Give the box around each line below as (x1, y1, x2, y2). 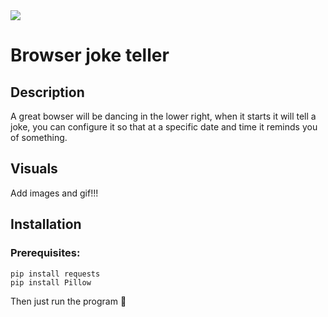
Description (10, 84, 85, 101)
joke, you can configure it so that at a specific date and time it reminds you (10, 121, 318, 133)
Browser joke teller (10, 44, 170, 67)
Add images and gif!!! (10, 187, 99, 199)
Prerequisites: (10, 246, 81, 260)
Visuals (10, 160, 58, 178)
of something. (10, 132, 68, 143)
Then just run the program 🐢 (10, 295, 127, 307)
